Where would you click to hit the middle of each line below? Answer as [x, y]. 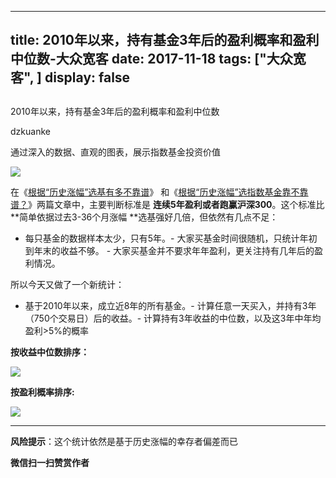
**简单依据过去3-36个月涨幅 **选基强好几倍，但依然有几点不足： [144, 217]
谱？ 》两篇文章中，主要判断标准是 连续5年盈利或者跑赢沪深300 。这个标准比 [167, 204]
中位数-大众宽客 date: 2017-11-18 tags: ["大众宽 [158, 59]
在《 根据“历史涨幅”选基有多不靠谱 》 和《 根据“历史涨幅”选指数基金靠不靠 [159, 192]
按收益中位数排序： [50, 352]
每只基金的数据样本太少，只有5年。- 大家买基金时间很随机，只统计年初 [171, 238]
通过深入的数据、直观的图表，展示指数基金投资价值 [115, 152]
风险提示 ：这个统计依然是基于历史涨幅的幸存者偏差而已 [124, 441]
